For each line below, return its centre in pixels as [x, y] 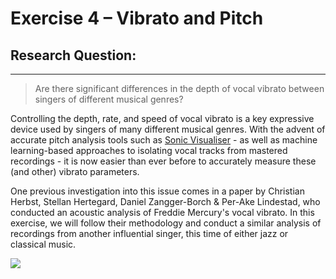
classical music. [43, 244]
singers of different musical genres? [109, 99]
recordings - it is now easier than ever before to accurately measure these [163, 161]
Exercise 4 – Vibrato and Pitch [137, 18]
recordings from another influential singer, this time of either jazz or [149, 233]
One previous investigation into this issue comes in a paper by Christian [157, 191]
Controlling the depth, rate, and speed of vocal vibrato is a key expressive [162, 118]
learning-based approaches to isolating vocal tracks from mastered [149, 150]
